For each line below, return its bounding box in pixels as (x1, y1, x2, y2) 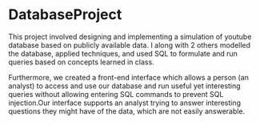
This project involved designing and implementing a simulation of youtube (8, 32, 252, 41)
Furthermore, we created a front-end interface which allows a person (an (8, 72, 250, 82)
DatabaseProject (8, 6, 122, 24)
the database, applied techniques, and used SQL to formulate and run (8, 48, 238, 58)
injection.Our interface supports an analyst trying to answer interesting (8, 98, 242, 107)
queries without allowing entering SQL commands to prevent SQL (8, 89, 224, 99)
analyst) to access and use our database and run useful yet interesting (8, 81, 242, 91)
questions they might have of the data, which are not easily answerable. (8, 106, 246, 116)
